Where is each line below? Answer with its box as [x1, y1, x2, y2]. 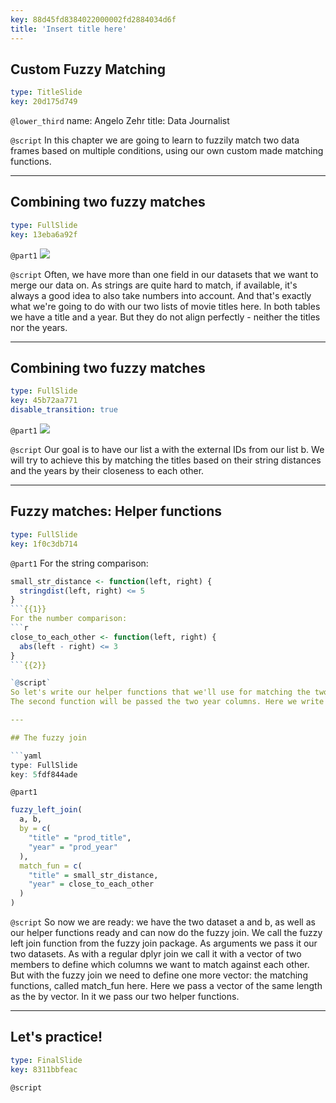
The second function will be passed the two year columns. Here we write [10, 697, 325, 707]
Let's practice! [10, 1029, 103, 1046]
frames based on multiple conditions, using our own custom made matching [10, 145, 324, 157]
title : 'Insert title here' [10, 24, 128, 34]
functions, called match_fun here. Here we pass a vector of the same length [10, 980, 323, 991]
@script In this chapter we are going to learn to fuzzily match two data [10, 134, 300, 146]
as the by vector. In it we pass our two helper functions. [10, 991, 240, 1002]
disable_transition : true [10, 405, 118, 415]
